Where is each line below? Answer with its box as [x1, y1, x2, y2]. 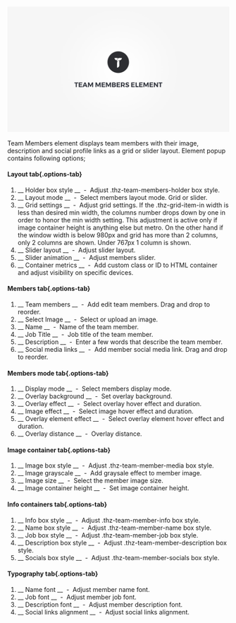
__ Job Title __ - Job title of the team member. [17, 330, 154, 338]
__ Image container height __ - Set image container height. [17, 484, 190, 492]
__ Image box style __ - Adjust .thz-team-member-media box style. [17, 461, 214, 470]
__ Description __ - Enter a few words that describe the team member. [17, 338, 223, 346]
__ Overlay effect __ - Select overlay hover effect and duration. [17, 400, 202, 408]
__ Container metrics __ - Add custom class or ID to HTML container [17, 261, 218, 269]
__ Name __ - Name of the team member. [17, 322, 139, 331]
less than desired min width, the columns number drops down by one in [17, 208, 225, 217]
